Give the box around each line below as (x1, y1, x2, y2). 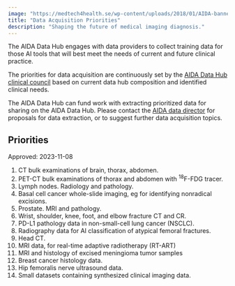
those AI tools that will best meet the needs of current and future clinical (8, 50, 215, 58)
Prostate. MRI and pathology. (17, 204, 102, 213)
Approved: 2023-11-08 (8, 153, 73, 161)
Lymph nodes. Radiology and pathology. (17, 182, 134, 190)
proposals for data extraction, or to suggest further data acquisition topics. (8, 114, 222, 122)
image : (8, 10, 27, 17)
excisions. (17, 197, 47, 205)
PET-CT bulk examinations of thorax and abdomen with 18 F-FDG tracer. (17, 174, 224, 183)
